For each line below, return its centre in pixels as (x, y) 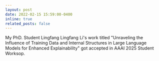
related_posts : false (28, 24)
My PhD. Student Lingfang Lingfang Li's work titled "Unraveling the (74, 38)
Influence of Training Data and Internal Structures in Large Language (76, 43)
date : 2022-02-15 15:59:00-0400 (39, 14)
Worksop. (15, 54)
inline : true (19, 19)
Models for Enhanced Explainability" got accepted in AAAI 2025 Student (79, 48)
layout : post (19, 10)
